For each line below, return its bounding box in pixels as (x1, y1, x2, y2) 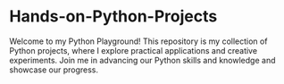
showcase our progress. (9, 64, 98, 75)
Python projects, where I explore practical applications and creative (9, 45, 257, 55)
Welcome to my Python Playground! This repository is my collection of (9, 36, 268, 46)
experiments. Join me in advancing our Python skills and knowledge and (9, 55, 276, 65)
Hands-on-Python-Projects (9, 6, 218, 27)
